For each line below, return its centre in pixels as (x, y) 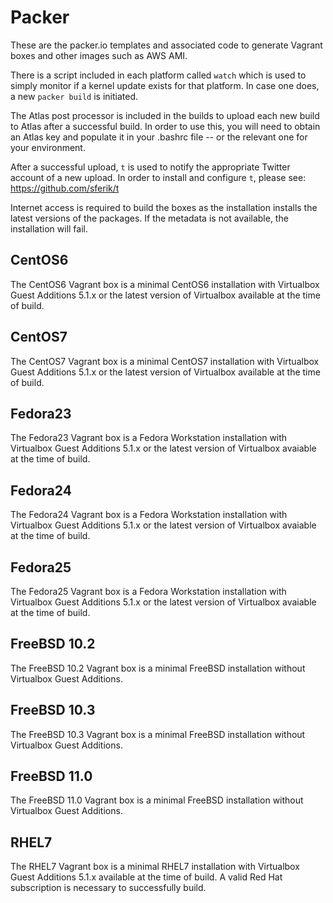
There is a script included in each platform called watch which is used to (158, 75)
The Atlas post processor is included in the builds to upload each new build (165, 115)
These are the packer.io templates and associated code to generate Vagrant (166, 45)
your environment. (48, 147)
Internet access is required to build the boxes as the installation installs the (164, 207)
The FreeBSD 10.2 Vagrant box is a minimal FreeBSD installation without (158, 668)
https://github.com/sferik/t (65, 188)
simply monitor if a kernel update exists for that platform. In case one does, (165, 85)
